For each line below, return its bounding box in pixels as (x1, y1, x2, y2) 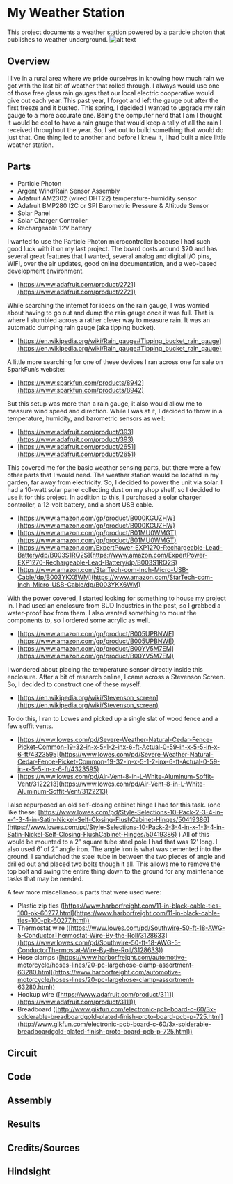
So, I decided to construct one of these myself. (7, 680, 141, 688)
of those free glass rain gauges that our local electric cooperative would (7, 88, 214, 97)
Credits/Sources (7, 1142, 80, 1153)
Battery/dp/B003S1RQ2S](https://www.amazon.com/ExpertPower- (17, 551, 208, 559)
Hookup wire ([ (17, 990, 61, 998)
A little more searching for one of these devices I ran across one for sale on (7, 357, 223, 366)
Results (7, 1119, 41, 1130)
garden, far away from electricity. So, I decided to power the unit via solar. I (7, 478, 223, 487)
